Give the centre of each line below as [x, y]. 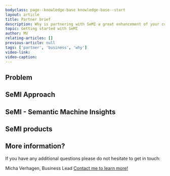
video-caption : [21, 57]
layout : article [22, 15]
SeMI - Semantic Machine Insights [60, 112]
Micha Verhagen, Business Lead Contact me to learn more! [67, 168]
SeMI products [29, 129]
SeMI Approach [30, 95]
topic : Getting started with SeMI [42, 29]
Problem [19, 77]
